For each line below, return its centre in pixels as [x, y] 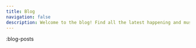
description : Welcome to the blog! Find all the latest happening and [94, 22]
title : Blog [20, 11]
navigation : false [28, 17]
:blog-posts [20, 39]
